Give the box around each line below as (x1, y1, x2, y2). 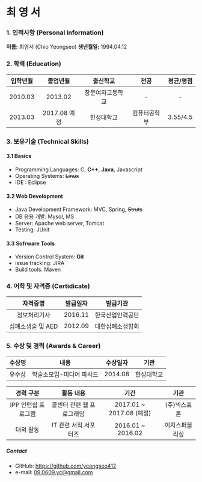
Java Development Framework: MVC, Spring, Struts (14, 206, 143, 213)
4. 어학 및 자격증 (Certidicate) (6, 282, 90, 290)
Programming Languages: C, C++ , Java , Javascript (14, 166, 143, 173)
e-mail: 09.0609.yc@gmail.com (14, 468, 93, 475)
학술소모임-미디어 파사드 (32, 370, 99, 379)
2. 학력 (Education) (6, 59, 61, 68)
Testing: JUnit (14, 226, 50, 233)
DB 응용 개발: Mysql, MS (14, 213, 74, 220)
